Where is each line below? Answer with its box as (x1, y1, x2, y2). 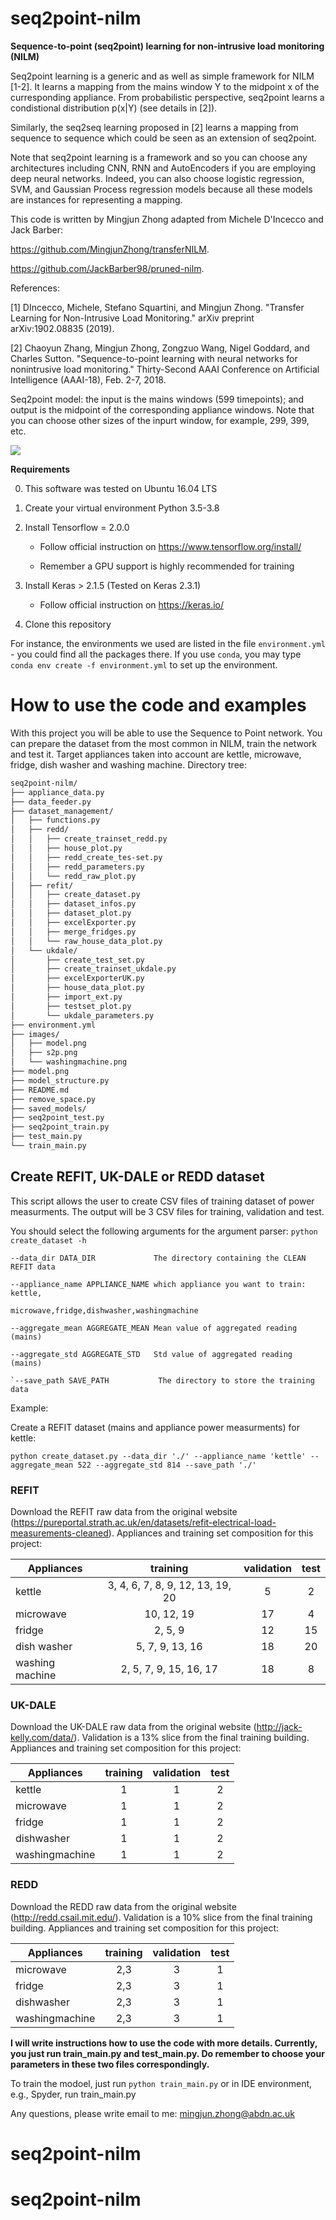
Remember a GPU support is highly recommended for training (39, 560, 295, 572)
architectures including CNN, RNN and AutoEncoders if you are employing (10, 162, 317, 174)
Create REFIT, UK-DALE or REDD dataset (10, 1168, 265, 1186)
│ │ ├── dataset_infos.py (10, 899, 137, 909)
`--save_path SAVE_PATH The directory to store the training (10, 1375, 315, 1386)
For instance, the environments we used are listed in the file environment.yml (10, 637, 326, 649)
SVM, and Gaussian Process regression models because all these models (10, 183, 313, 195)
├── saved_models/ (10, 1103, 87, 1114)
